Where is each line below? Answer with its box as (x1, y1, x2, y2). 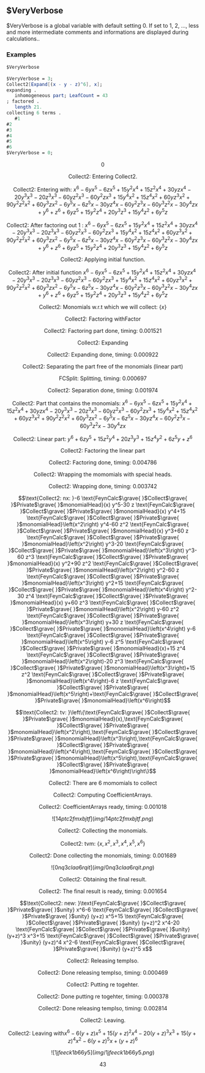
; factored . (6, 98, 40, 104)
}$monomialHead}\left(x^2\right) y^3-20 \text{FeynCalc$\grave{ (21, 540, 184, 548)
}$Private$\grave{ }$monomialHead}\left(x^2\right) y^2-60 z (26, 566, 179, 574)
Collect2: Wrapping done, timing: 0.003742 (48, 483, 157, 490)
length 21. (14, 104, 43, 111)
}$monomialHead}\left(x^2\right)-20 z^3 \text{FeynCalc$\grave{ (21, 658, 184, 665)
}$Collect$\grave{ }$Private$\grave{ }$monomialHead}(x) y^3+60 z (17, 527, 189, 534)
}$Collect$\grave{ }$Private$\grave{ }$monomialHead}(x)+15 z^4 (20, 645, 186, 652)
